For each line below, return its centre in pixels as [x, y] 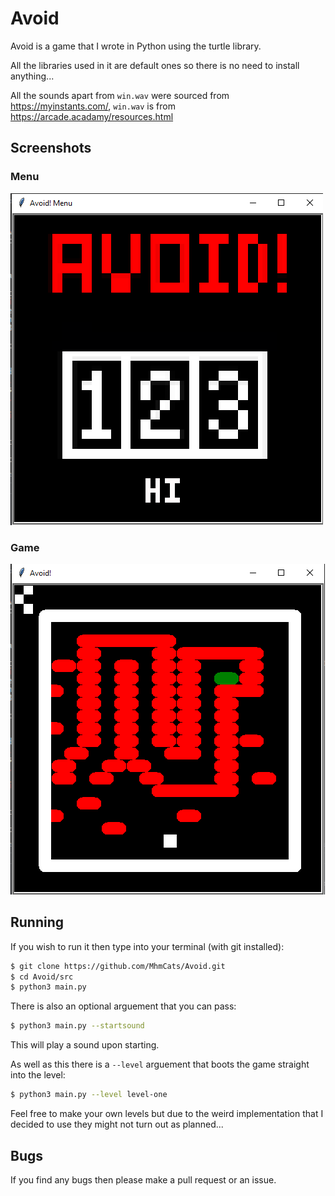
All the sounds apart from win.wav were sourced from [120, 95]
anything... [32, 76]
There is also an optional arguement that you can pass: [123, 1006]
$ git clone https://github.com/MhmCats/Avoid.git [118, 966]
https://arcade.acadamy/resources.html [92, 116]
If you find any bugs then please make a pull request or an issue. [143, 1179]
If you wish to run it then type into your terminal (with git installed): [147, 946]
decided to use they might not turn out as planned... [117, 1124]
